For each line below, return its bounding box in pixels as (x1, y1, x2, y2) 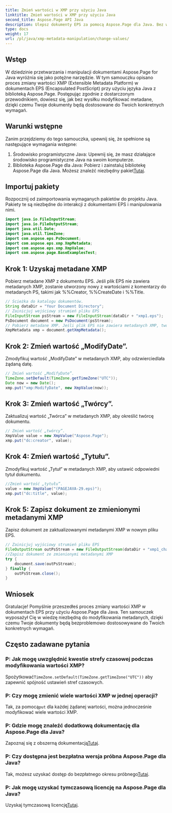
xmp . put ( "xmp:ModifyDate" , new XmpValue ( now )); (5, 385, 109, 391)
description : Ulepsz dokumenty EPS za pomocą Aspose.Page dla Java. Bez (5, 22, 164, 27)
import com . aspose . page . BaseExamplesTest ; (5, 250, 97, 255)
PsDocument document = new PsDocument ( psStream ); (5, 318, 114, 323)
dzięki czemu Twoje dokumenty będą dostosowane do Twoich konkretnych (5, 101, 164, 108)
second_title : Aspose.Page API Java (5, 17, 83, 22)
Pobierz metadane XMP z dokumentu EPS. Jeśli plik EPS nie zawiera (5, 278, 150, 284)
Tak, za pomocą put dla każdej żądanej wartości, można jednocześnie (5, 704, 152, 710)
